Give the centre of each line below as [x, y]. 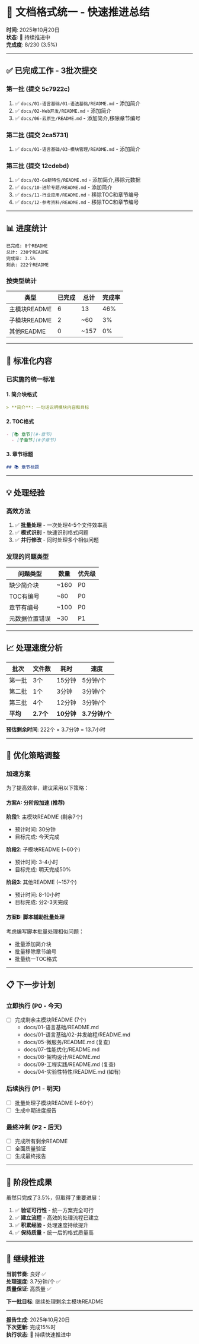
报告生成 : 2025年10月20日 [38, 1320]
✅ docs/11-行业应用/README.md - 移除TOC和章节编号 [77, 195]
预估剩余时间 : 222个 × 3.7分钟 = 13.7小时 [56, 729]
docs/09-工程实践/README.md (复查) [70, 1064]
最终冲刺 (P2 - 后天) [34, 1127]
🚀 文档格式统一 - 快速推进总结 [78, 12]
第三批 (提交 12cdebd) [38, 166]
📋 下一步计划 [31, 985]
